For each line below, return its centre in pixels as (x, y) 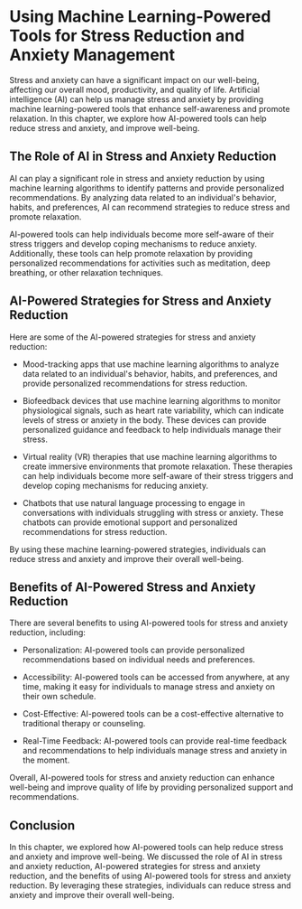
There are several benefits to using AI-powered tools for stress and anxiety (149, 623)
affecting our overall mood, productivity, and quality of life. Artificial (134, 89)
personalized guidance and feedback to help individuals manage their (152, 429)
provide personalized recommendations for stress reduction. (135, 383)
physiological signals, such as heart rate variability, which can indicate (153, 410)
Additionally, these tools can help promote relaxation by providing (131, 253)
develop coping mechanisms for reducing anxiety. (115, 485)
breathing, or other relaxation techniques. (87, 272)
